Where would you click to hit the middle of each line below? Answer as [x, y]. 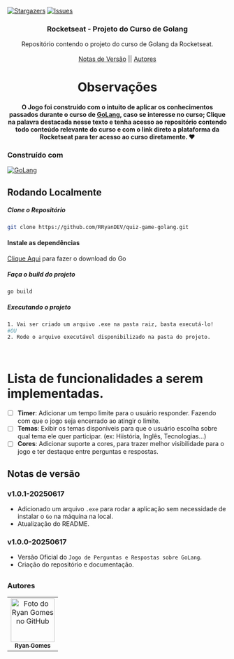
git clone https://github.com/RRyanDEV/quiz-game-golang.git [98, 227]
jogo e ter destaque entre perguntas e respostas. [88, 452]
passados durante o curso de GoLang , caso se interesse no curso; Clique [117, 115]
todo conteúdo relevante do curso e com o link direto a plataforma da [117, 130]
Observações [117, 87]
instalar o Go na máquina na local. [65, 516]
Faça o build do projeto [41, 275]
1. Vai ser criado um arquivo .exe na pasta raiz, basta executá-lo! [111, 324]
